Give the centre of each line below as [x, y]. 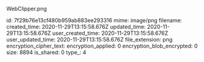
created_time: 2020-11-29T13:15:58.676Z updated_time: [76, 27]
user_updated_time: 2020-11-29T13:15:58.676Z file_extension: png [90, 39]
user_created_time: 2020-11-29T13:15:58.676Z [110, 33]
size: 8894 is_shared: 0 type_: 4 [46, 52]
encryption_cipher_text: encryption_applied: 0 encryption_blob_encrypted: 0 [102, 46]
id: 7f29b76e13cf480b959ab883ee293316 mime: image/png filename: [94, 20]
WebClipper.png [26, 9]
